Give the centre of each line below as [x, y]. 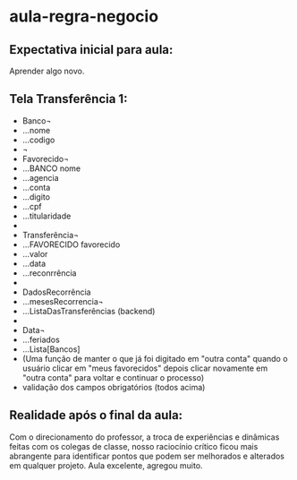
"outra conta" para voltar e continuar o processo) [113, 377]
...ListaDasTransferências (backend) [89, 311]
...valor [35, 253]
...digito [36, 197]
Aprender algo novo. [47, 71]
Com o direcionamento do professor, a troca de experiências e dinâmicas [144, 437]
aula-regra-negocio [84, 17]
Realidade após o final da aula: [96, 415]
